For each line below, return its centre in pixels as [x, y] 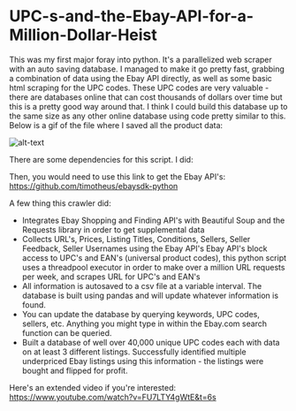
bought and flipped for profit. [75, 370]
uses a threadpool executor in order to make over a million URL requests [153, 267]
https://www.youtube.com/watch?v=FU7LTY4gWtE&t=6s [113, 397]
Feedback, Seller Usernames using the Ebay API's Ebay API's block [144, 248]
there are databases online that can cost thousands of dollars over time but [146, 97]
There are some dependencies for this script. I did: [101, 159]
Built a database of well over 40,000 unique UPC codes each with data [151, 342]
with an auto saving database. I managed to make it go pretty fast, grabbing [147, 69]
